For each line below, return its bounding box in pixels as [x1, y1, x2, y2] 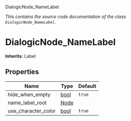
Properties [5, 68, 39, 76]
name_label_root [8, 99, 47, 106]
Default [78, 82, 96, 89]
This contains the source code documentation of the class [5, 14, 126, 20]
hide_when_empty [8, 91, 51, 98]
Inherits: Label [5, 53, 36, 59]
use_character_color [8, 107, 56, 114]
